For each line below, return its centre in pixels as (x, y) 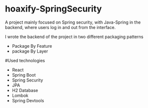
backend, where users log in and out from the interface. (60, 27)
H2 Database (25, 90)
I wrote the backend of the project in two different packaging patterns (74, 37)
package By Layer (30, 51)
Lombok (20, 95)
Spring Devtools (28, 100)
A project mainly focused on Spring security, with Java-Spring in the (73, 22)
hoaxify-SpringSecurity (54, 9)
